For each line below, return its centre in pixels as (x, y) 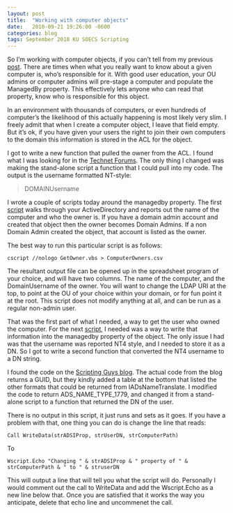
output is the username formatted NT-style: (70, 176)
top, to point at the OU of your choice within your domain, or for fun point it (115, 293)
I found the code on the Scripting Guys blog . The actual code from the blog (115, 372)
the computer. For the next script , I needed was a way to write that (103, 329)
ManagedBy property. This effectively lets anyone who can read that (105, 89)
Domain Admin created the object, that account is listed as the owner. (107, 232)
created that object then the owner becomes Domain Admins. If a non (107, 224)
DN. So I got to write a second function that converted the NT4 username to (116, 351)
